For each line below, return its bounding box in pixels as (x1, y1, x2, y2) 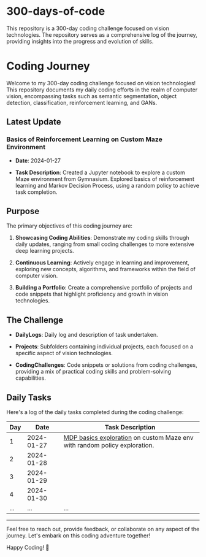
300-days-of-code (6, 4, 105, 18)
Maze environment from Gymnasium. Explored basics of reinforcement (15, 175, 194, 182)
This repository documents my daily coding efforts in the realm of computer (6, 86, 198, 93)
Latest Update (6, 117, 61, 127)
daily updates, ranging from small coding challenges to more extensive (15, 240, 194, 248)
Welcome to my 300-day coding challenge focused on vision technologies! (6, 79, 196, 86)
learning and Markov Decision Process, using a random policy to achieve (15, 182, 200, 189)
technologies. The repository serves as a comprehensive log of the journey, (6, 31, 197, 38)
